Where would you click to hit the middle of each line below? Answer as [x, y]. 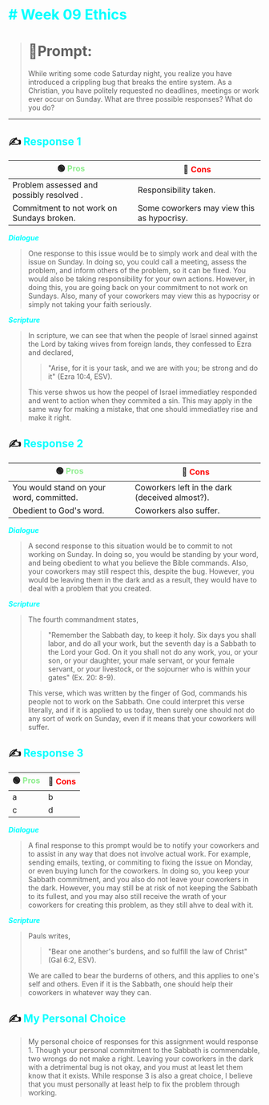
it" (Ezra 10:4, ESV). [80, 376]
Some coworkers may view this [196, 208]
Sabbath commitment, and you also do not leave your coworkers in [139, 879]
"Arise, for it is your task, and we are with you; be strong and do [153, 368]
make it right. [50, 417]
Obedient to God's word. [58, 510]
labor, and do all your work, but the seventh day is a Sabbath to [152, 643]
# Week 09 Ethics [68, 15]
